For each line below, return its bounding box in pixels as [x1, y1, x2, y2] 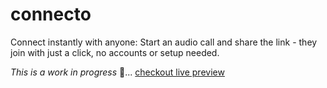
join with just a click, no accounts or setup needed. [10, 46, 220, 58]
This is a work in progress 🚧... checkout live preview [10, 66, 225, 78]
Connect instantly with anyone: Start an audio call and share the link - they [10, 36, 318, 48]
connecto [10, 3, 92, 26]
